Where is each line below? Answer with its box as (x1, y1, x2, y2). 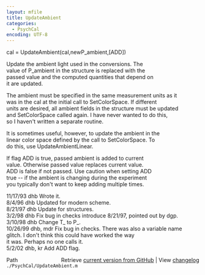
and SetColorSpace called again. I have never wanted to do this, (6, 111, 168, 119)
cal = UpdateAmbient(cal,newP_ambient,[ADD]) (6, 48, 127, 56)
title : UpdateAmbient (6, 15, 62, 21)
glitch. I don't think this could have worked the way (6, 232, 135, 239)
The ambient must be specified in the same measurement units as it (6, 92, 177, 99)
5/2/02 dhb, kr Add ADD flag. (6, 244, 81, 252)
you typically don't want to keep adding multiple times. (6, 181, 144, 188)
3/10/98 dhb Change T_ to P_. (6, 219, 81, 226)
